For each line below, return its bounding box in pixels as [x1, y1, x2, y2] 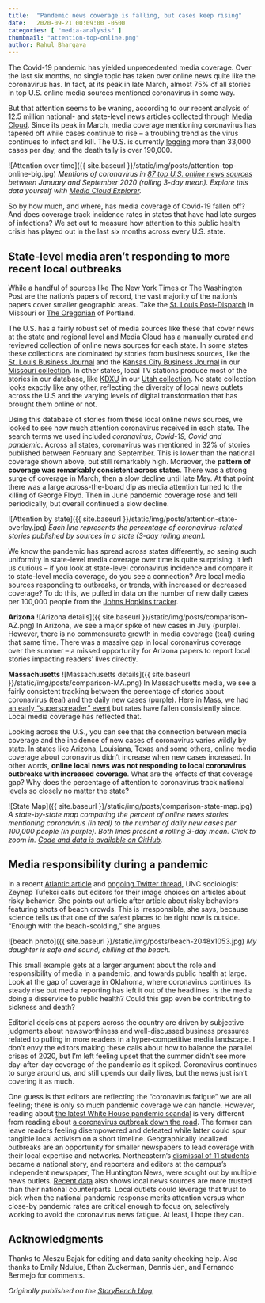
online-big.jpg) [8, 170, 57, 179]
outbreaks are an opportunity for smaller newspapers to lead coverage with [8, 1142, 255, 1152]
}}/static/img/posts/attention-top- [127, 161, 237, 170]
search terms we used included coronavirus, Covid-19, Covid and [8, 431, 222, 440]
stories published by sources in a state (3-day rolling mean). [8, 531, 206, 540]
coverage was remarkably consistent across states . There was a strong [8, 465, 248, 474]
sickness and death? [8, 1002, 76, 1012]
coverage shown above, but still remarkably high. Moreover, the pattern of [8, 456, 252, 466]
